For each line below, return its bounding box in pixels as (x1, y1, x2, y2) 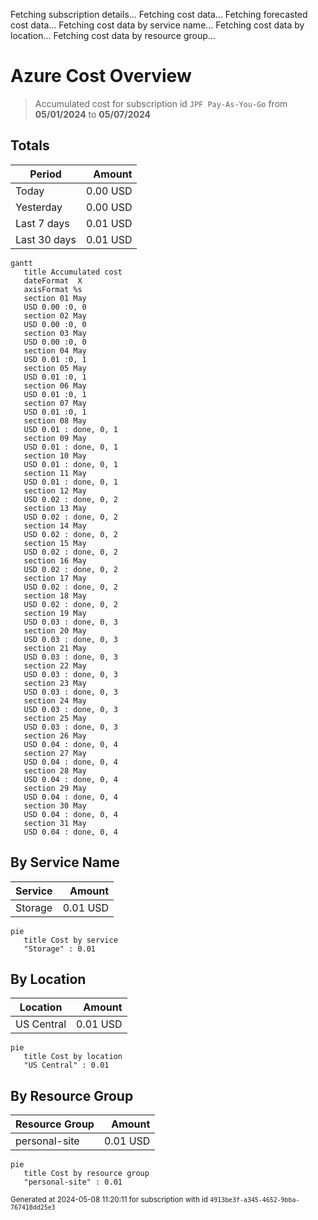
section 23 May (23, 678, 87, 688)
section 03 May (23, 328, 87, 338)
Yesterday (15, 200, 63, 214)
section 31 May (23, 818, 87, 828)
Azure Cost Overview (10, 65, 192, 88)
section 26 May (23, 730, 87, 741)
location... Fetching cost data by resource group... (10, 30, 216, 41)
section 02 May (23, 310, 87, 321)
